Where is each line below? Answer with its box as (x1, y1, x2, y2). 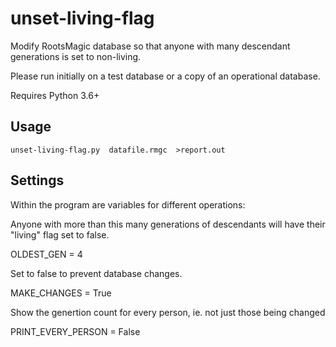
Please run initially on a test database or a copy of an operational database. (10, 70, 321, 82)
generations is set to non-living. (10, 50, 142, 62)
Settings (10, 172, 65, 189)
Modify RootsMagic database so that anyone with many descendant (10, 40, 291, 52)
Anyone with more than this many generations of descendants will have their (10, 218, 326, 230)
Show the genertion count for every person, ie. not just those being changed (10, 306, 326, 318)
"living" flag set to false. (10, 228, 110, 241)
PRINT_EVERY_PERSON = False (10, 325, 141, 337)
